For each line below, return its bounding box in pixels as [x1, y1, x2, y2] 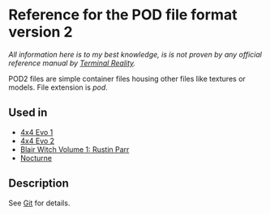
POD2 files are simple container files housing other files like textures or [8, 74, 246, 83]
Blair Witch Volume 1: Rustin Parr [19, 144, 130, 154]
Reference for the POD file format [8, 6, 238, 24]
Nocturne [19, 153, 53, 162]
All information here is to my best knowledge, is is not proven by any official [8, 49, 262, 59]
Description [8, 176, 69, 191]
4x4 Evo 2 [19, 136, 55, 145]
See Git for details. [8, 198, 71, 208]
